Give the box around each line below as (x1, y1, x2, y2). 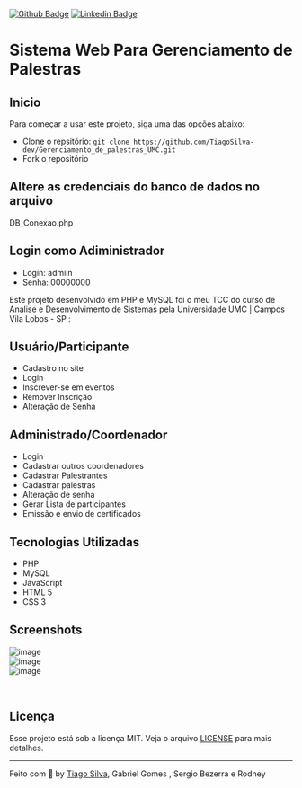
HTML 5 (22, 587, 53, 598)
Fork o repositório (22, 154, 89, 164)
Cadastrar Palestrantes (22, 470, 108, 481)
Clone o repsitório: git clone (22, 136, 130, 146)
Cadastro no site (22, 363, 84, 374)
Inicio (9, 94, 41, 110)
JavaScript (22, 578, 63, 589)
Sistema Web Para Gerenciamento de (9, 40, 293, 60)
